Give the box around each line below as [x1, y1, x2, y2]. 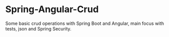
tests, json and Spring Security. [5, 25, 72, 31]
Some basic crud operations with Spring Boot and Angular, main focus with [5, 20, 164, 26]
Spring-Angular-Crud [5, 4, 99, 15]
